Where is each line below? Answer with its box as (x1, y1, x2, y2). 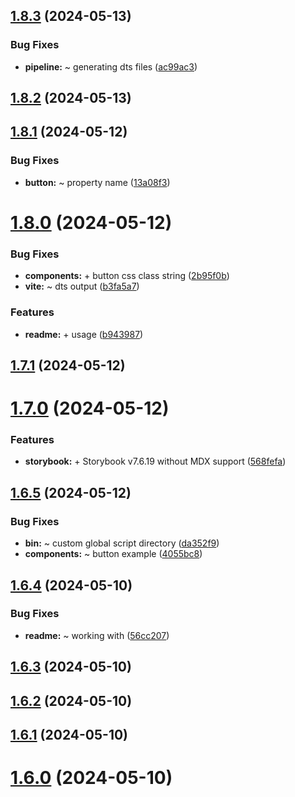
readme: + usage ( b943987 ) (24, 328, 144, 340)
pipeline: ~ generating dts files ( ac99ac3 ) (24, 60, 198, 73)
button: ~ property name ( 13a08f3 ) (24, 176, 171, 188)
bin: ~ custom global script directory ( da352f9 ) (24, 537, 220, 549)
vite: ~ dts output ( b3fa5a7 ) (24, 280, 140, 293)
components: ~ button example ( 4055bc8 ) (24, 548, 203, 560)
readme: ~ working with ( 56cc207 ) (24, 629, 170, 641)
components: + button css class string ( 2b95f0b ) (24, 270, 230, 282)
